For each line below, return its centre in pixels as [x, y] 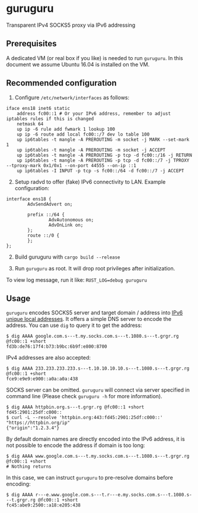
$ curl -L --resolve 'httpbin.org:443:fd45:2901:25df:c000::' [84, 418]
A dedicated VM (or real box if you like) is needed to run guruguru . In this [95, 58]
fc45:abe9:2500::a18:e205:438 [44, 505]
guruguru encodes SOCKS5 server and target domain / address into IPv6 [95, 313]
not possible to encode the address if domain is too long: [76, 445]
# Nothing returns [29, 467]
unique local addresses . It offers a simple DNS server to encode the [89, 319]
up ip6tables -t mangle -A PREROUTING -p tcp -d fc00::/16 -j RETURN [105, 155]
